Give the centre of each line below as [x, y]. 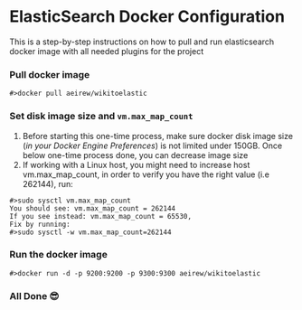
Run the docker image [59, 255]
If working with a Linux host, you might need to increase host [136, 164]
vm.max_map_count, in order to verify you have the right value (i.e [146, 174]
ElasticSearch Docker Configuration [147, 17]
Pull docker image [50, 74]
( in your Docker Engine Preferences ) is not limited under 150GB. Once [152, 146]
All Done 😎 [34, 296]
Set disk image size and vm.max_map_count [101, 117]
